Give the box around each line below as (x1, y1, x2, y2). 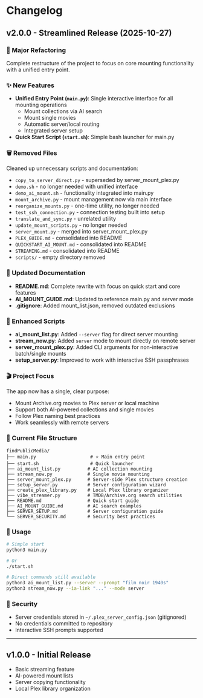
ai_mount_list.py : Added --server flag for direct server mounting (14, 331, 178, 338)
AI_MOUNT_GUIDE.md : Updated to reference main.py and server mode (14, 295, 194, 302)
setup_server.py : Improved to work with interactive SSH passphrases (14, 356, 189, 364)
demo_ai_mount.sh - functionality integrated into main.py (14, 189, 154, 197)
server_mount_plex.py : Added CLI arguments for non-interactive (14, 344, 179, 351)
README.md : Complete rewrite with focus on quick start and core (14, 282, 181, 290)
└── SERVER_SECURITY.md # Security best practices (6, 514, 155, 520)
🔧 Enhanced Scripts (6, 317, 65, 325)
